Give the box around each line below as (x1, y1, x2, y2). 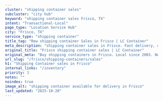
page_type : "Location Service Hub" (5, 25, 77, 30)
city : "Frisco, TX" (5, 30, 45, 34)
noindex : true (5, 79, 34, 84)
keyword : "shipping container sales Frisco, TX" (5, 16, 105, 21)
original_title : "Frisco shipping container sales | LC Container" (5, 48, 145, 52)
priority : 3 (5, 70, 29, 75)
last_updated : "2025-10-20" (5, 88, 62, 93)
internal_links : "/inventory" (5, 66, 66, 71)
